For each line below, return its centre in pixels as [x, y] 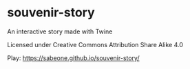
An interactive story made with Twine [60, 31]
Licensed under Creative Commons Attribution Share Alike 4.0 [95, 44]
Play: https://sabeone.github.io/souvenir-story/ [73, 58]
